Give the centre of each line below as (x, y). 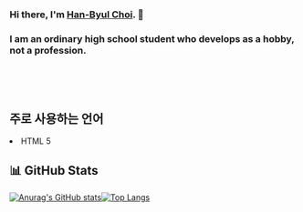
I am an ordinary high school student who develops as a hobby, (152, 38)
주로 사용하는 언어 (57, 119)
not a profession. (48, 50)
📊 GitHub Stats (54, 171)
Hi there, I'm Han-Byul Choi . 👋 (77, 15)
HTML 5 (37, 141)
